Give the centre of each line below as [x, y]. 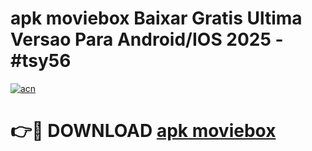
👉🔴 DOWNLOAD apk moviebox [143, 131]
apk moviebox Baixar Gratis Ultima [156, 18]
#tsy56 [41, 61]
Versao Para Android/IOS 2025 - [147, 39]
